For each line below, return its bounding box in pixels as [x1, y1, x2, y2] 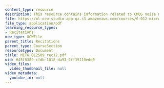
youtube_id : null [9, 75, 45, 80]
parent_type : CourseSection [5, 44, 62, 48]
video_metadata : [5, 71, 38, 76]
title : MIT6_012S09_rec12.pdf [5, 52, 67, 58]
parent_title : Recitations [5, 39, 60, 44]
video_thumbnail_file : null [9, 66, 67, 71]
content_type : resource [5, 7, 54, 12]
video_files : [5, 62, 32, 66]
